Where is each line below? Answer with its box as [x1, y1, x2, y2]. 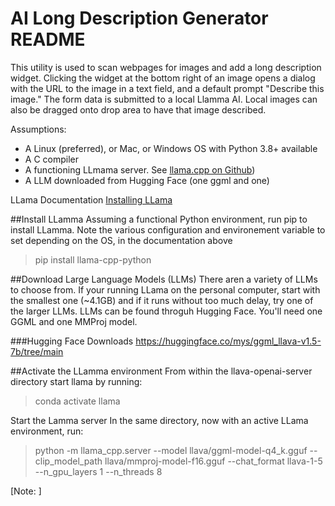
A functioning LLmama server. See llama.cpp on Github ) [24, 163, 256, 176]
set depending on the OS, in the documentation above [10, 234, 233, 246]
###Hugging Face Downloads [10, 335, 134, 347]
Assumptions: [10, 123, 67, 135]
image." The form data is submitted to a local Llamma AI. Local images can [10, 93, 318, 105]
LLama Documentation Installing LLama [10, 193, 173, 206]
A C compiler [24, 153, 79, 165]
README [10, 28, 86, 51]
